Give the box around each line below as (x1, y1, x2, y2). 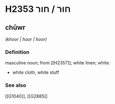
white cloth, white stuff (12, 69, 59, 75)
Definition (5, 49, 30, 55)
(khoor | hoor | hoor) (5, 36, 47, 42)
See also (5, 82, 26, 89)
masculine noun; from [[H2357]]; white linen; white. (5, 60, 111, 66)
